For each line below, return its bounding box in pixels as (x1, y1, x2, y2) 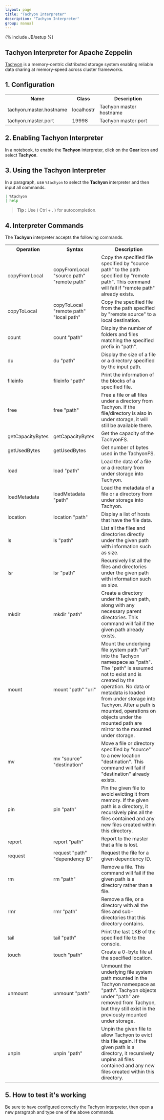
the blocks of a (101, 378, 136, 384)
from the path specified (101, 305, 155, 312)
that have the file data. (101, 517, 152, 524)
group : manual (5, 21, 34, 26)
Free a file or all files (101, 392, 147, 399)
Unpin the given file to (101, 1026, 152, 1032)
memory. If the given (101, 797, 149, 804)
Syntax (66, 246, 83, 253)
